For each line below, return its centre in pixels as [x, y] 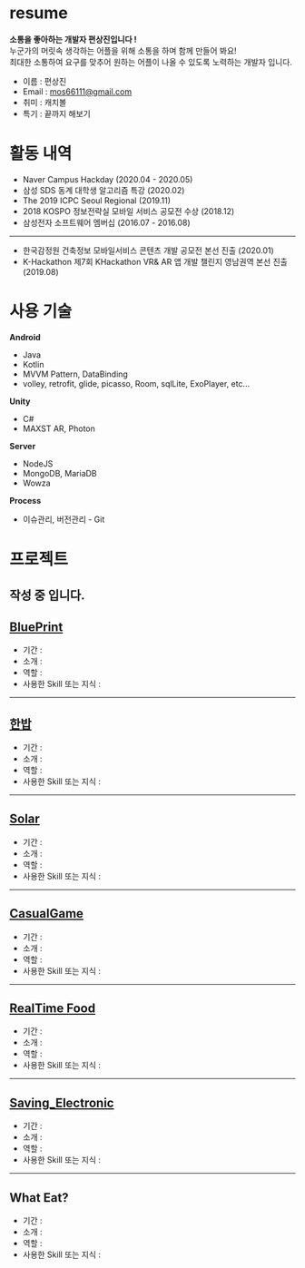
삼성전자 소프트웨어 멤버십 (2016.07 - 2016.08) [106, 222]
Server [23, 446]
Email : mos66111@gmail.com [77, 91]
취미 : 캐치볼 [44, 102]
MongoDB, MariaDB [59, 473]
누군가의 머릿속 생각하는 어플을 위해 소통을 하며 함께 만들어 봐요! [123, 50]
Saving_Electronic [62, 1102]
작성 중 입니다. [47, 596]
